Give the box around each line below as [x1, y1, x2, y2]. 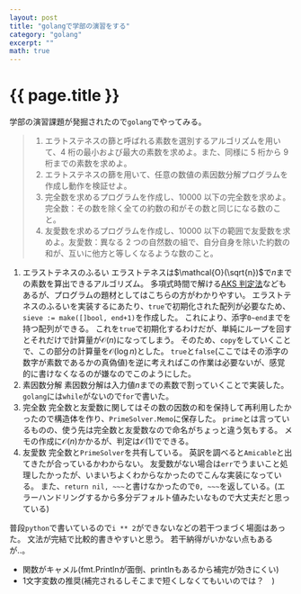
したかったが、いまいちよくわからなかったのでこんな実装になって [30, 470, 274, 481]
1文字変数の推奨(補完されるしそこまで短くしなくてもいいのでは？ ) [22, 575, 276, 586]
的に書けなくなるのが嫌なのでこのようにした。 [22, 368, 196, 379]
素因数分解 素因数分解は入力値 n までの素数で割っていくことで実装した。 [22, 380, 289, 391]
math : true [9, 47, 50, 56]
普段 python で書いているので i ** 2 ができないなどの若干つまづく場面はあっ [9, 523, 286, 534]
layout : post [9, 13, 58, 22]
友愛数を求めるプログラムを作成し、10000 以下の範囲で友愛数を [44, 226, 283, 237]
